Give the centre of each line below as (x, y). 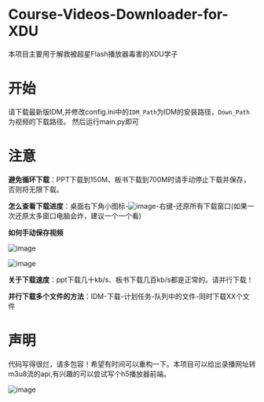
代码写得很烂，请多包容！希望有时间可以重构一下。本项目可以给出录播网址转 (132, 364)
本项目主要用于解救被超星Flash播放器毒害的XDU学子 (93, 53)
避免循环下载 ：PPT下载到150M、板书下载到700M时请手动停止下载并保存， (129, 179)
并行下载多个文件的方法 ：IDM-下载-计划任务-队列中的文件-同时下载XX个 (126, 296)
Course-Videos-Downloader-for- (119, 15)
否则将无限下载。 (36, 189)
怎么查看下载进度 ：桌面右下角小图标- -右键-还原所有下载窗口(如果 (128, 206)
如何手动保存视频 (36, 232)
